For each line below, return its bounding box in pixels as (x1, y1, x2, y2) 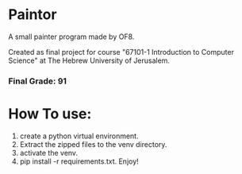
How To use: (8, 105, 92, 123)
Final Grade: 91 (8, 75, 67, 87)
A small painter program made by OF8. (8, 32, 135, 41)
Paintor (8, 6, 57, 24)
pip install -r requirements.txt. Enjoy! (19, 157, 139, 166)
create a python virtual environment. (19, 131, 139, 141)
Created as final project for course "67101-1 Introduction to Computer (8, 47, 234, 56)
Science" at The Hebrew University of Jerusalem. (8, 56, 171, 65)
